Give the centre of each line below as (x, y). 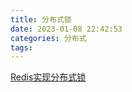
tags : (21, 47)
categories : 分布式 (48, 38)
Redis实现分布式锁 (48, 77)
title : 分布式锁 (41, 19)
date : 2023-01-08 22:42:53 (66, 29)
